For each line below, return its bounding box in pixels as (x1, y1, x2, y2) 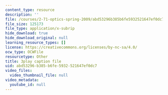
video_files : (5, 68, 32, 73)
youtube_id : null (9, 82, 46, 87)
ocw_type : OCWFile (5, 49, 43, 54)
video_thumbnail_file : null (9, 73, 68, 78)
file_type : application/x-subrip (5, 26, 75, 31)
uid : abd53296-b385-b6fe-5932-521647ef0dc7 (5, 63, 97, 68)
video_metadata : (5, 77, 39, 82)
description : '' (5, 12, 39, 17)
